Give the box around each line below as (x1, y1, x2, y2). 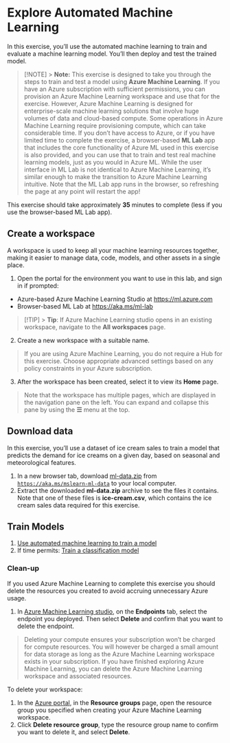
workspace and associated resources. (23, 671, 133, 680)
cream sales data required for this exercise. (16, 501, 140, 509)
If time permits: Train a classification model (16, 546, 139, 555)
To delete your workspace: (7, 685, 83, 693)
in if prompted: (16, 281, 59, 290)
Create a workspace (7, 228, 95, 240)
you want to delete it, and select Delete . (16, 728, 130, 736)
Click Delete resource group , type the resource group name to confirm (16, 720, 218, 729)
